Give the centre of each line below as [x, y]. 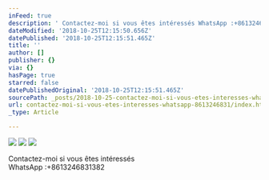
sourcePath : [28, 98]
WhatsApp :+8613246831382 [57, 167]
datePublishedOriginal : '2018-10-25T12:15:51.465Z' [96, 90]
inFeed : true [30, 16]
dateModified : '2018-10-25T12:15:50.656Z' [80, 30]
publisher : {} [32, 61]
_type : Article [34, 113]
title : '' [25, 46]
